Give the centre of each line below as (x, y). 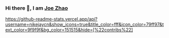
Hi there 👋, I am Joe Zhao (37, 8)
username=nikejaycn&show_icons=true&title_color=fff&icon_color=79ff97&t (84, 24)
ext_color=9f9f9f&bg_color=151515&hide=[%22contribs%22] (69, 30)
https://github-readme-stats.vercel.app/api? (51, 19)
